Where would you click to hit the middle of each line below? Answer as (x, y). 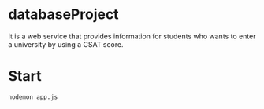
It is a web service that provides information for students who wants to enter (132, 36)
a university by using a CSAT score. (66, 44)
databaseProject (64, 15)
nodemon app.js (33, 97)
